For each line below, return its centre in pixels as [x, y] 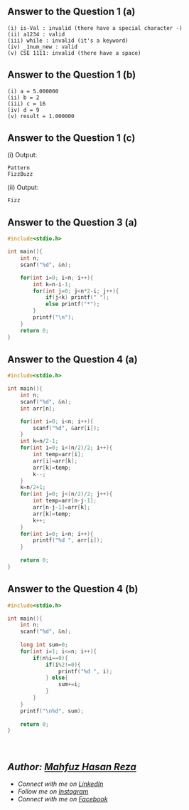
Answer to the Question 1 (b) [72, 75]
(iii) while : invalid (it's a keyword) [68, 41]
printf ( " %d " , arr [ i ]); [68, 540]
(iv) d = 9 [23, 110]
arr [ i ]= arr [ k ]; [55, 461]
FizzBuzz [20, 174]
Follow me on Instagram [53, 791]
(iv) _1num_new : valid [43, 47]
